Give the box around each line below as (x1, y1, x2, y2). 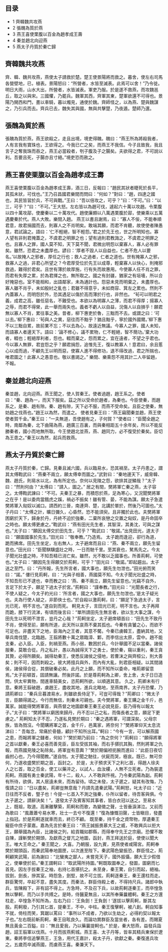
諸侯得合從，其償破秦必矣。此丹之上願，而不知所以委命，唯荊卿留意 (13, 666, 154, 672)
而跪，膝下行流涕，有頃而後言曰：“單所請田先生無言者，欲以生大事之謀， (5, 609, 156, 615)
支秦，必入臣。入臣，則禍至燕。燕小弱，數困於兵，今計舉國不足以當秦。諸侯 (5, 641, 163, 647)
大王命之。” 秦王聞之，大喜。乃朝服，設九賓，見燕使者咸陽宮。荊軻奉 (18, 841, 160, 847)
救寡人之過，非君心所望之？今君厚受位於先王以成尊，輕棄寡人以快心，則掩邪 (5, 260, 163, 266)
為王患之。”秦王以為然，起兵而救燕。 (5, 435, 80, 441)
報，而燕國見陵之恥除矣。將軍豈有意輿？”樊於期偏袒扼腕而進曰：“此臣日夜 (5, 747, 158, 753)
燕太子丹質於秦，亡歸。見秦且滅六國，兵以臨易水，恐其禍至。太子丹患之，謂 (5, 465, 163, 471)
